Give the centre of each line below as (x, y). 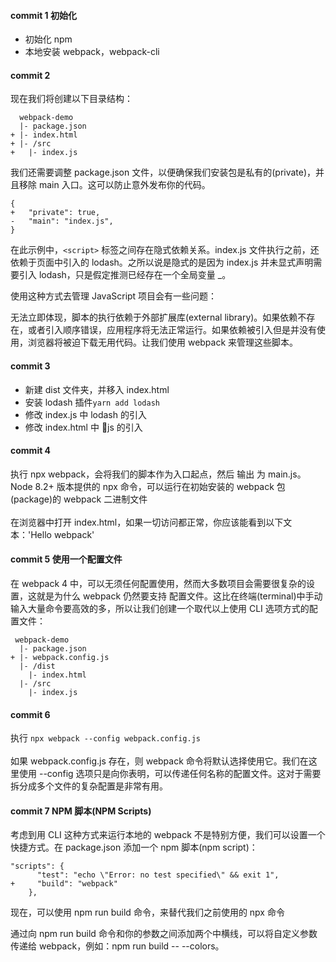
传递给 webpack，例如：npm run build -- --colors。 (117, 946)
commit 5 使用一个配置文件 (66, 559)
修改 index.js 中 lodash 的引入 (85, 414)
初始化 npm (48, 39)
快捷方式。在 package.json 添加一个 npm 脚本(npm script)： (134, 847)
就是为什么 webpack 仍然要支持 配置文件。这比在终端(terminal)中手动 (179, 596)
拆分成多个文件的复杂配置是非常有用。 (89, 786)
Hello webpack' (62, 534)
